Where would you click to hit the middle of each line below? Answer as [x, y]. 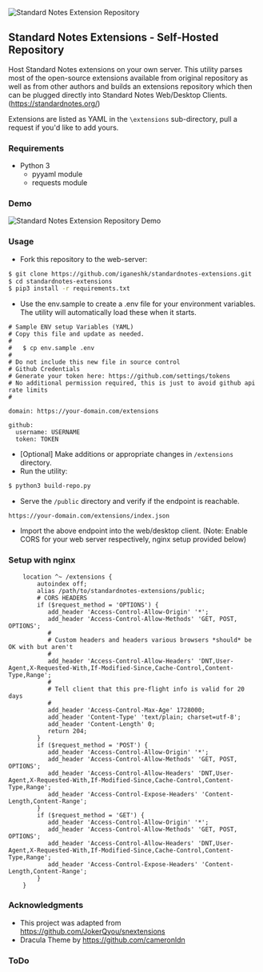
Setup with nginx [42, 560]
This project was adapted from [70, 922]
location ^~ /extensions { [68, 577]
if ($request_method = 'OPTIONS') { [98, 605]
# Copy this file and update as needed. [77, 334]
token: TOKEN [37, 440]
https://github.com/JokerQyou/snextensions [92, 931]
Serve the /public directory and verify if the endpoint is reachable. [130, 502]
